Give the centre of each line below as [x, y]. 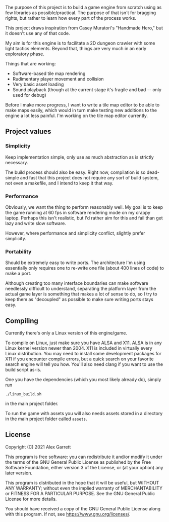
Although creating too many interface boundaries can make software [77, 283]
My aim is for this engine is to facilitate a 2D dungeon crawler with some [80, 43]
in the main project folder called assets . [46, 419]
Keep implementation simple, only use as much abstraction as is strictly [79, 157]
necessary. [17, 162]
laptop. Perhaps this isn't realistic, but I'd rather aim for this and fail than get [84, 218]
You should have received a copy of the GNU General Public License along [83, 508]
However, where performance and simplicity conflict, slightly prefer [75, 233]
